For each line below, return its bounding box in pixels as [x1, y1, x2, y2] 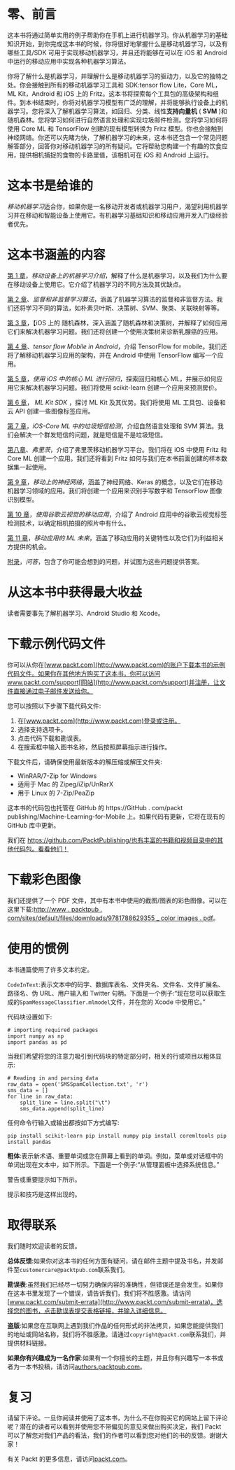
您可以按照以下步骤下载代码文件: [7, 701, 101, 710]
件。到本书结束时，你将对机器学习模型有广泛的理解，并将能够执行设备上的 [7, 98, 222, 106]
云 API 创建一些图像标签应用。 [7, 407, 94, 415]
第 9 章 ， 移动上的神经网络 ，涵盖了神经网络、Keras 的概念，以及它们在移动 [7, 477, 223, 486]
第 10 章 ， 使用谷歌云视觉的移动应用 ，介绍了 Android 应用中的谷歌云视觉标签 [7, 510, 227, 518]
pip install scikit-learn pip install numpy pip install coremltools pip [7, 1132, 227, 1139]
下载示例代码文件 [7, 636, 106, 651]
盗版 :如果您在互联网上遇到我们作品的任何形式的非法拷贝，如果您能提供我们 [7, 1321, 224, 1329]
